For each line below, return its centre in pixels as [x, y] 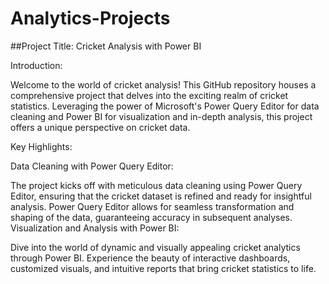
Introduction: [36, 65]
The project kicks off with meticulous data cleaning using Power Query [156, 185]
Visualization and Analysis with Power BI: [95, 228]
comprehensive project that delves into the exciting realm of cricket [149, 95]
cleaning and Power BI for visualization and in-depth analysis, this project [161, 116]
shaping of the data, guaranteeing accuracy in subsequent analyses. [151, 217]
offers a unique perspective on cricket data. [100, 127]
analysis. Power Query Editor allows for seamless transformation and [152, 206]
